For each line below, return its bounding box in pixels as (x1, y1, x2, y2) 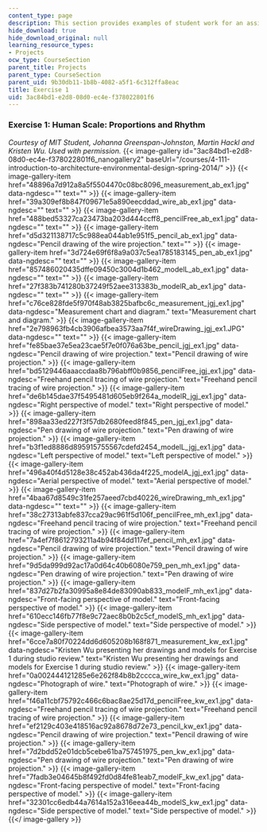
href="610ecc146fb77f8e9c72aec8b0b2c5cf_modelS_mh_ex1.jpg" (8, 611, 226, 621)
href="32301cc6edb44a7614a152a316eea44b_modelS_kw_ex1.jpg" (8, 797, 229, 807)
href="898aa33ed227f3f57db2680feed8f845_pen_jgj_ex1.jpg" (8, 416, 214, 426)
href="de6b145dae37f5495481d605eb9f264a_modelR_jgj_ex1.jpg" (8, 391, 228, 400)
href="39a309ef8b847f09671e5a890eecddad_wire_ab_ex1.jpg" (8, 197, 217, 206)
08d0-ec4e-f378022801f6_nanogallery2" (8, 154, 145, 164)
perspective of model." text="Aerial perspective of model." (60, 475, 252, 486)
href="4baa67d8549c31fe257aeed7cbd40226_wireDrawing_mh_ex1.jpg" (8, 493, 246, 502)
